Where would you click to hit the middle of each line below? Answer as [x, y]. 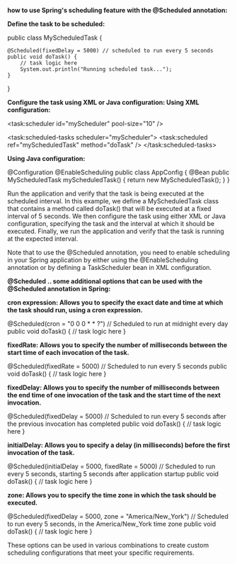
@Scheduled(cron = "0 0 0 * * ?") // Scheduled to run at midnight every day [118, 324]
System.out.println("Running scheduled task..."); [96, 69]
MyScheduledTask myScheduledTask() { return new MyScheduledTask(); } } [118, 180]
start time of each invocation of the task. [68, 352]
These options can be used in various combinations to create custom [108, 545]
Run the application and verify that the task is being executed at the [106, 193]
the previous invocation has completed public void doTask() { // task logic [114, 424]
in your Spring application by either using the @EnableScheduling [103, 260]
